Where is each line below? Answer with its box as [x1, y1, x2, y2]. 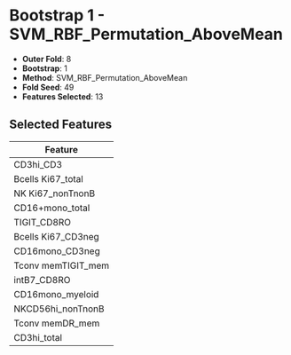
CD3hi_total [13, 331, 63, 343]
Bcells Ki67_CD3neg [13, 230, 99, 242]
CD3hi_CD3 [13, 158, 63, 170]
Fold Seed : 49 [21, 82, 75, 92]
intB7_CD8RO [13, 273, 71, 286]
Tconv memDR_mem [13, 317, 100, 329]
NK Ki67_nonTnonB [13, 187, 96, 200]
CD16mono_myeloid [13, 288, 99, 300]
